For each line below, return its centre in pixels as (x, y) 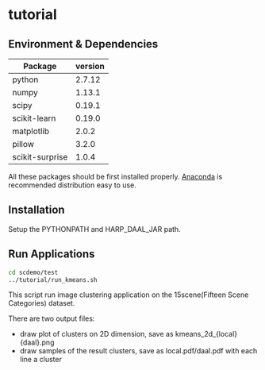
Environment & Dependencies (83, 44)
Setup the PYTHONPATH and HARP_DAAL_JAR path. (94, 229)
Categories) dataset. (42, 303)
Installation (36, 210)
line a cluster (40, 360)
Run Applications (52, 254)
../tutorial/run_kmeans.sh (53, 279)
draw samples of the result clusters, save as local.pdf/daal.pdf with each (138, 351)
